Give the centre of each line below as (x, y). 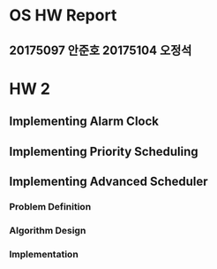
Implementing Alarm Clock (84, 122)
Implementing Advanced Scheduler (109, 181)
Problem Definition (50, 206)
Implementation (44, 254)
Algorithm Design (48, 230)
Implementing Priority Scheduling (104, 151)
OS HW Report (63, 15)
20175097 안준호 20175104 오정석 (101, 50)
